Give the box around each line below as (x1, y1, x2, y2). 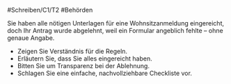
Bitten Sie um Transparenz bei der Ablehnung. (17, 62, 150, 70)
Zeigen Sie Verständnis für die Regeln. (17, 48, 127, 55)
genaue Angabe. (7, 34, 55, 42)
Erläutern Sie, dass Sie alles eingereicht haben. (17, 54, 152, 63)
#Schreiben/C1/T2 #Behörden (7, 6, 93, 14)
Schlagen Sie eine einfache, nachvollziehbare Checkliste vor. (17, 69, 193, 77)
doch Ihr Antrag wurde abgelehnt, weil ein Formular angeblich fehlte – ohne (7, 27, 224, 34)
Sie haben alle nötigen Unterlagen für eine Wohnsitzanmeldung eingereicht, (7, 19, 225, 27)
